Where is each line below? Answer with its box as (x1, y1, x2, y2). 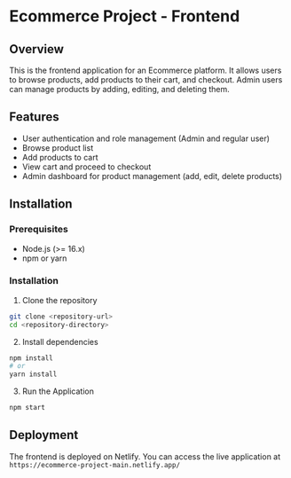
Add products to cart (21, 152, 99, 162)
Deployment (9, 427, 79, 443)
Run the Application (21, 386, 95, 396)
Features (9, 109, 59, 125)
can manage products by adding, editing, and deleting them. (9, 84, 231, 94)
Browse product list (21, 142, 94, 153)
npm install (9, 353, 53, 363)
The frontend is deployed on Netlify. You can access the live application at (9, 451, 281, 462)
